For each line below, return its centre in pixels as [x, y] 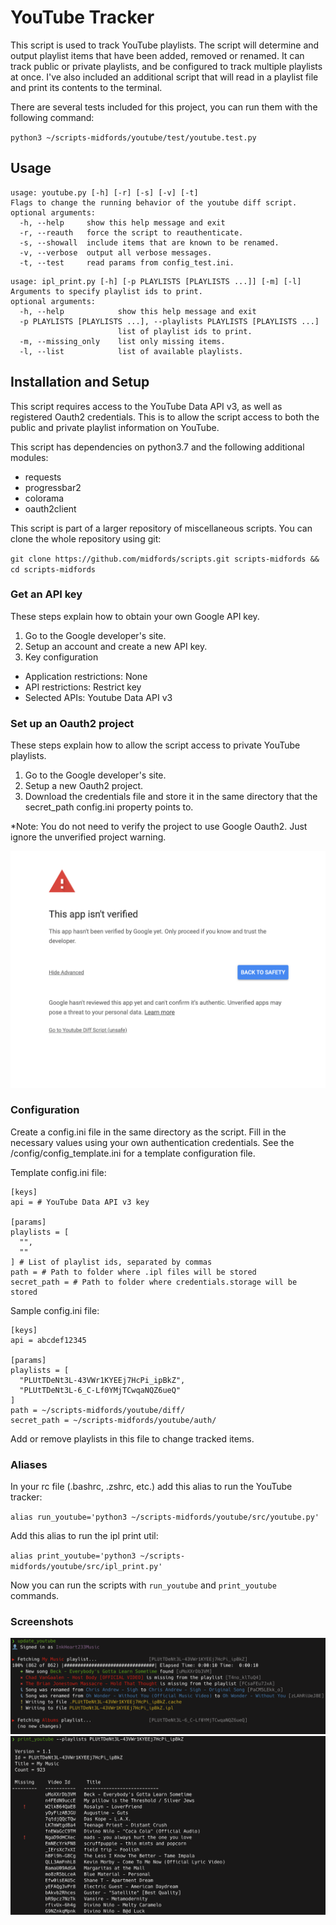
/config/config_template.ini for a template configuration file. [133, 1153]
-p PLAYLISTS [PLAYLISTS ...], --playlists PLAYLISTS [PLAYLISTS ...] [169, 321]
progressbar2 [53, 487]
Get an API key [46, 594]
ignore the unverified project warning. [88, 837]
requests [43, 477]
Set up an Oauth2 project [72, 723]
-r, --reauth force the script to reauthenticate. [131, 232]
